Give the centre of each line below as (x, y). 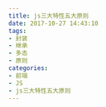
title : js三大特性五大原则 (49, 16)
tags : (17, 31)
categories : (28, 68)
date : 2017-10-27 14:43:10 (53, 23)
